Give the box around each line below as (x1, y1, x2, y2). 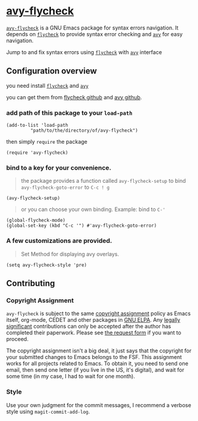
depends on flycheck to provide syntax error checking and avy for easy (6, 30, 183, 37)
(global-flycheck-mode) (6, 218, 66, 224)
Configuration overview (6, 66, 97, 76)
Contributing (6, 278, 55, 289)
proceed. (6, 336, 29, 343)
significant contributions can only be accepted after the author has (6, 323, 172, 330)
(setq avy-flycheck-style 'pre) (6, 262, 87, 268)
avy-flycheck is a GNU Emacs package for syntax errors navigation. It (6, 24, 179, 31)
